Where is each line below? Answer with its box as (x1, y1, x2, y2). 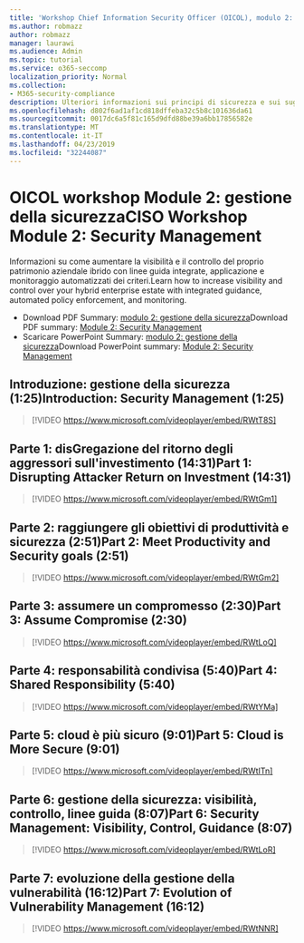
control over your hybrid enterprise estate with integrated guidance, (9, 285, 262, 296)
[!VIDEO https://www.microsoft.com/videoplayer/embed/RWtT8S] (31, 414, 277, 426)
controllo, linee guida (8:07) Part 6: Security (9, 806, 260, 821)
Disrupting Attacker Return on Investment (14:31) (9, 469, 292, 485)
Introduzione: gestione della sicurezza (9, 376, 231, 392)
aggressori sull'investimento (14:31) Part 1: (9, 455, 252, 471)
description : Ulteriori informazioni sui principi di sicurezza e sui (9, 97, 281, 107)
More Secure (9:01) (9, 742, 120, 757)
